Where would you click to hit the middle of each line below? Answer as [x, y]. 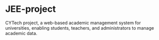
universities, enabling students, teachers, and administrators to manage [80, 28]
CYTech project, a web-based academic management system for [73, 23]
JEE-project [31, 9]
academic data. [21, 33]
